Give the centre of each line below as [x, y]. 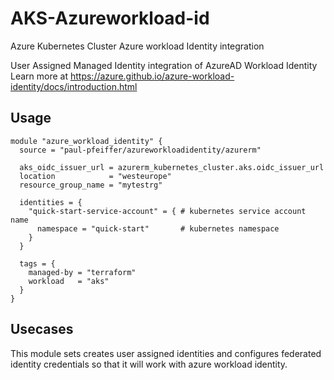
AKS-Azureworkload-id [110, 18]
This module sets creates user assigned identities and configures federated [166, 353]
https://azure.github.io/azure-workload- [152, 76]
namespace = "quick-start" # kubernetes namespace [158, 228]
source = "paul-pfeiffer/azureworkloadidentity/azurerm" [140, 150]
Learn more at [39, 76]
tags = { [37, 263]
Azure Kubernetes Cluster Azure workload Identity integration [137, 46]
